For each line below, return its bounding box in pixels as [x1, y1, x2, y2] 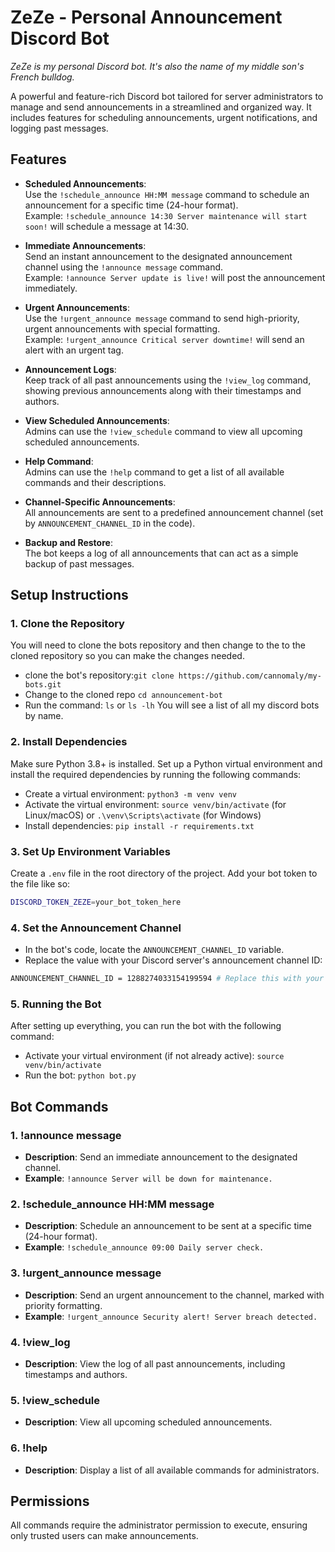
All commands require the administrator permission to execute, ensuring [10, 1519, 308, 1531]
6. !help [10, 1441, 48, 1455]
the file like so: [10, 878, 71, 890]
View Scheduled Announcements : [24, 414, 170, 426]
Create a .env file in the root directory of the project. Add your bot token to [10, 867, 318, 880]
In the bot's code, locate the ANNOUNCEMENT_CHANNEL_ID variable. [24, 944, 285, 956]
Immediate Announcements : [24, 239, 147, 251]
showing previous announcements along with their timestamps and [24, 384, 302, 396]
